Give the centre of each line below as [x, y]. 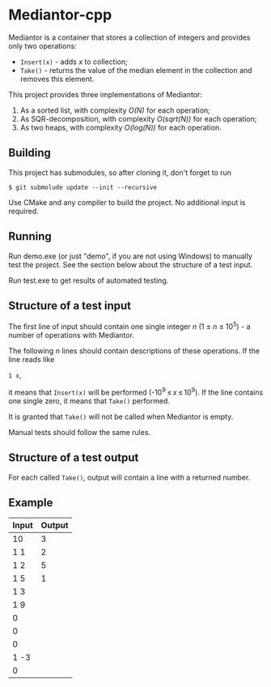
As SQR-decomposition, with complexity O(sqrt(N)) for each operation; [138, 118]
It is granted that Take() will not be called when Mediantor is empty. [121, 416]
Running [30, 237]
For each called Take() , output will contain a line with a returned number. [129, 477]
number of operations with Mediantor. [72, 335]
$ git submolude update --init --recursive [83, 187]
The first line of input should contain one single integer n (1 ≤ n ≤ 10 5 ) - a [129, 326]
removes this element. [57, 79]
